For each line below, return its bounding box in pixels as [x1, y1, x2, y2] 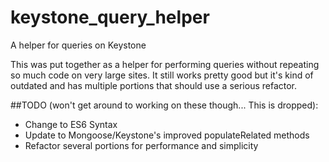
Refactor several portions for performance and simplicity [24, 139, 259, 151]
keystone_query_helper [10, 6, 210, 29]
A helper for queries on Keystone [10, 39, 147, 51]
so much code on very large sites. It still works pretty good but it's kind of [10, 69, 314, 81]
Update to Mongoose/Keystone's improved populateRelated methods [24, 129, 310, 141]
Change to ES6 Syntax [24, 118, 118, 130]
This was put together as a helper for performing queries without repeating [10, 58, 320, 70]
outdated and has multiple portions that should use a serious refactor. [10, 79, 298, 91]
